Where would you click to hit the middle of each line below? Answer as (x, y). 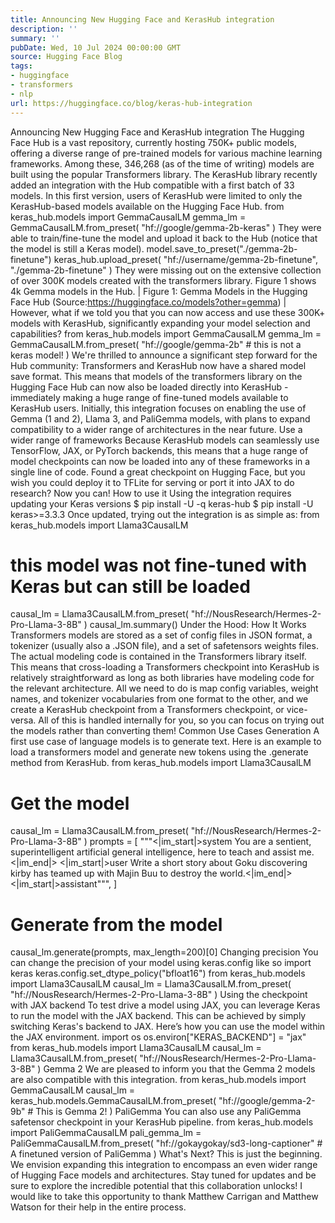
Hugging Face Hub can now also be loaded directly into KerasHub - (149, 387)
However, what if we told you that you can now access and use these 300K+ (168, 312)
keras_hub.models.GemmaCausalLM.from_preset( (113, 1101)
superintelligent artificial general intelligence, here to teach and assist (153, 852)
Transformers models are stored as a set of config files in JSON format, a (161, 635)
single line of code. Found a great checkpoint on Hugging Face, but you (158, 472)
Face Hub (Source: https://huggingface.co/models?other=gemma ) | (148, 302)
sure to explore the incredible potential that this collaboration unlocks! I (156, 1186)
